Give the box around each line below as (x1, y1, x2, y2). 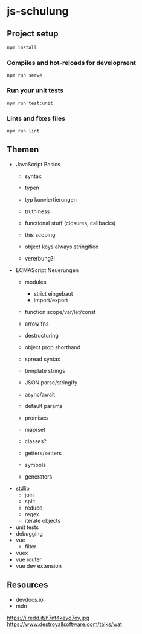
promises (24, 414, 48, 421)
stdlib (15, 485, 30, 492)
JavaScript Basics (15, 160, 61, 168)
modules (24, 278, 47, 285)
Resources (7, 580, 48, 590)
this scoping (24, 231, 56, 238)
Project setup (7, 29, 59, 39)
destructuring (24, 332, 59, 339)
